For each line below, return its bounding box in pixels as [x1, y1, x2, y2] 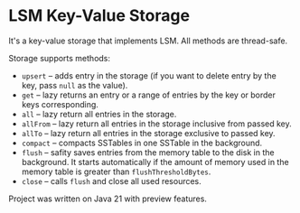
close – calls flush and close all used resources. [21, 175, 202, 186]
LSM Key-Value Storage [8, 5, 191, 26]
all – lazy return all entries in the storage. [21, 108, 177, 119]
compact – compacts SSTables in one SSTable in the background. [21, 137, 263, 148]
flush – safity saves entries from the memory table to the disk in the [21, 146, 275, 158]
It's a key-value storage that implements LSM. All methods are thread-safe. [8, 35, 288, 46]
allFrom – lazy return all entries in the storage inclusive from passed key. [21, 118, 293, 129]
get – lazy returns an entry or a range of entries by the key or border [21, 89, 277, 100]
